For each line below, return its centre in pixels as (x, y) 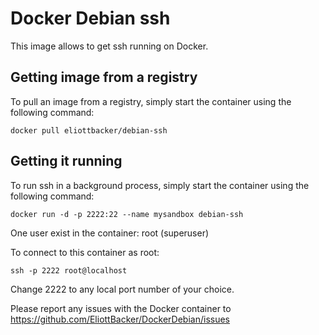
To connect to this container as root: (85, 252)
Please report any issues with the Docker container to (121, 308)
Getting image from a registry (104, 77)
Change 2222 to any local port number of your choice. (122, 289)
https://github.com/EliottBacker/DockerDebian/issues (120, 319)
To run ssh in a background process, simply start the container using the (160, 185)
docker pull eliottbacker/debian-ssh (89, 130)
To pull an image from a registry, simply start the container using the (151, 101)
